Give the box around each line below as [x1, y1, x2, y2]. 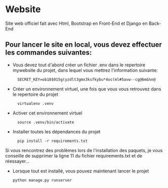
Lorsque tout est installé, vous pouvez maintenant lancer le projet [12, 168, 149, 174]
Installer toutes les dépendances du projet [12, 128, 101, 135]
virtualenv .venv [17, 101, 54, 106]
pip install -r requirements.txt [17, 138, 88, 143]
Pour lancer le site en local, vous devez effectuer [5, 41, 162, 49]
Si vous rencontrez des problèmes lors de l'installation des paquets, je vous [5, 147, 163, 153]
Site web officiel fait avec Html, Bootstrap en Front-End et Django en [5, 20, 148, 26]
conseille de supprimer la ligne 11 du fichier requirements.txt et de [5, 153, 143, 159]
